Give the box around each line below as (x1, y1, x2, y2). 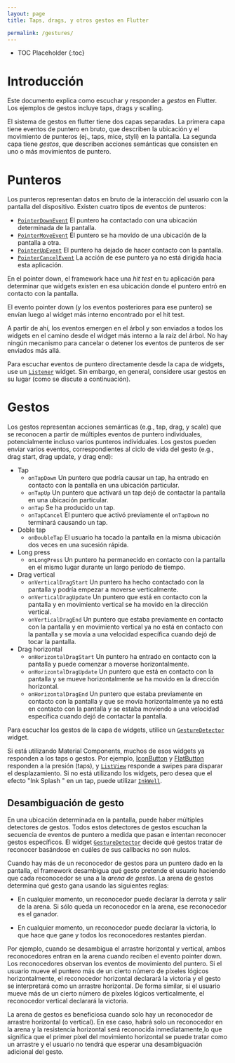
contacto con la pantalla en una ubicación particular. (27, 481, 180, 490)
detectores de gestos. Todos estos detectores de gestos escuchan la (7, 823, 208, 831)
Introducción (7, 73, 84, 89)
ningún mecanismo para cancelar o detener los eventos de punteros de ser (7, 339, 224, 347)
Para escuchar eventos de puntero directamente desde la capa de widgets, (7, 360, 225, 368)
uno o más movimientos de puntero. (7, 147, 112, 156)
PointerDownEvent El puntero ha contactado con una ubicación (17, 216, 198, 225)
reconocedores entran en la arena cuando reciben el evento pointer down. (7, 952, 222, 960)
